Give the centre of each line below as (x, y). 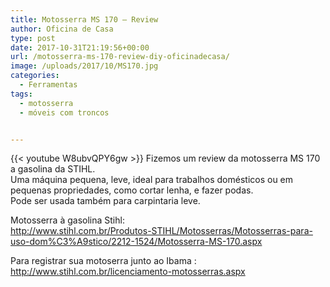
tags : (21, 94)
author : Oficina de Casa (62, 29)
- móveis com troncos (64, 112)
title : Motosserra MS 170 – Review (84, 19)
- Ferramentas (48, 85)
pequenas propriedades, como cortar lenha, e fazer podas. (132, 190)
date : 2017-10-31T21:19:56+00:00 (80, 47)
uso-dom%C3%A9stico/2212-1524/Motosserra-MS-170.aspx (136, 242)
